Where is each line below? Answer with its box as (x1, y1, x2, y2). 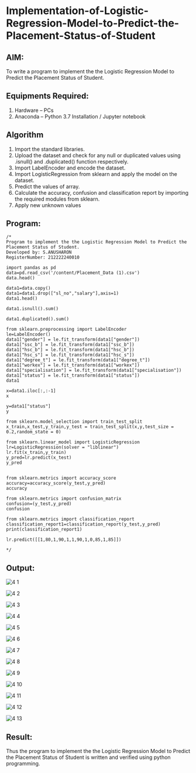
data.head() (6, 275, 35, 281)
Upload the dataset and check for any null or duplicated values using (14, 151, 181, 159)
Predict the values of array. (14, 183, 80, 190)
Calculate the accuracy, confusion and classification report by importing (14, 189, 189, 196)
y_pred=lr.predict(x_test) (6, 455, 72, 461)
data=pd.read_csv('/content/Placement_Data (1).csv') (6, 270, 140, 276)
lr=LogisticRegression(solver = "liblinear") (6, 445, 119, 450)
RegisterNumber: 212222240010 (6, 255, 80, 260)
